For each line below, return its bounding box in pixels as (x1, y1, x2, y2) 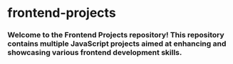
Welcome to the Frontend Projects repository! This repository (7, 30, 224, 40)
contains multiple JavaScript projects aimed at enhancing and (7, 39, 227, 49)
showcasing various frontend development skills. (7, 48, 182, 58)
